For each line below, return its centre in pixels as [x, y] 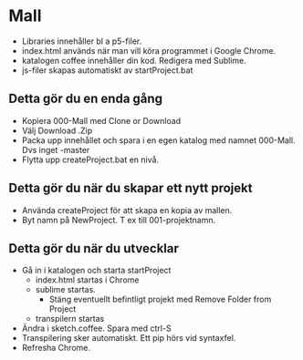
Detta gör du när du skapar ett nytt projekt [131, 188]
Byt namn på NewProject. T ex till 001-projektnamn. [119, 220]
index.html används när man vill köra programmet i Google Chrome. [149, 50]
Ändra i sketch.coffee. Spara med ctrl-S [96, 328]
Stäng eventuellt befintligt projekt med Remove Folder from [160, 299]
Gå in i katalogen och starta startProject [96, 271]
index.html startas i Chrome [87, 280]
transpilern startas [70, 319]
